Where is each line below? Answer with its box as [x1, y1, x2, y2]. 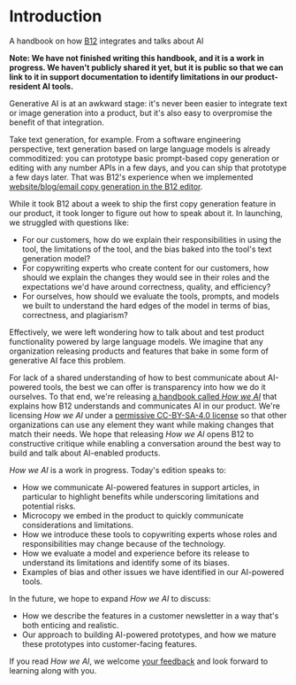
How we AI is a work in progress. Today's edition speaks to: [9, 464, 227, 475]
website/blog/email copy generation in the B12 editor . [9, 181, 203, 191]
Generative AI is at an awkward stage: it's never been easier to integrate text [9, 97, 287, 108]
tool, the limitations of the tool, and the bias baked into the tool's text [21, 244, 272, 254]
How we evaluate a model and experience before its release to [21, 548, 250, 558]
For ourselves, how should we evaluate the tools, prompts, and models [21, 291, 280, 301]
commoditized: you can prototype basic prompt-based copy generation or [9, 152, 280, 163]
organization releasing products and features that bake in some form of [9, 346, 269, 356]
